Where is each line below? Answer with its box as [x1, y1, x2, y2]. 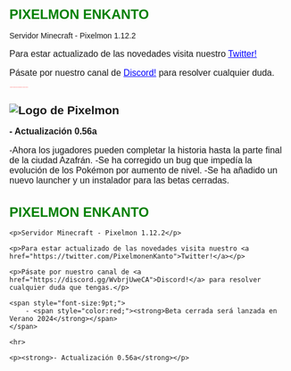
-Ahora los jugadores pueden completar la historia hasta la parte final [9, 145, 283, 156]
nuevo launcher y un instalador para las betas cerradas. [9, 175, 230, 186]
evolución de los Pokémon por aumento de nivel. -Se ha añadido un [9, 165, 279, 176]
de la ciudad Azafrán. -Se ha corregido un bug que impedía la [9, 155, 253, 166]
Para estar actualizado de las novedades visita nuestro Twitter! [9, 48, 257, 59]
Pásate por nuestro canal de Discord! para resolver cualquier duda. [9, 67, 275, 78]
